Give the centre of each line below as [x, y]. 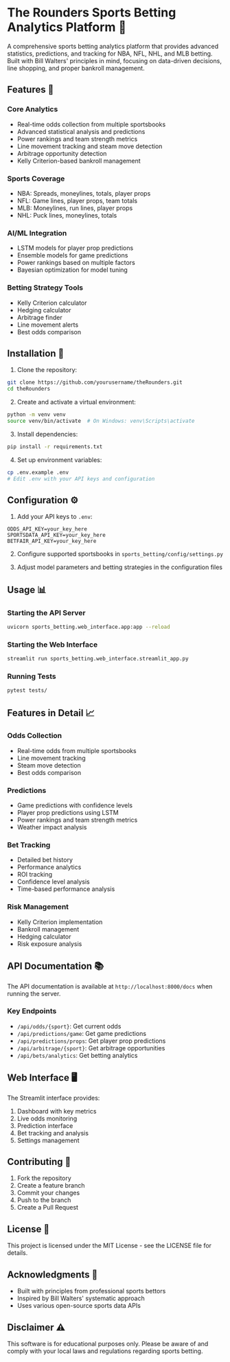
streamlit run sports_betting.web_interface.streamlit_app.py [98, 659]
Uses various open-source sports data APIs [79, 1306]
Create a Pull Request [48, 1208]
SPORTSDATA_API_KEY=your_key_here [57, 535]
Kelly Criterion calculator [52, 303]
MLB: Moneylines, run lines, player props [75, 208]
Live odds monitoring [47, 1118]
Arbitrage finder [40, 317]
